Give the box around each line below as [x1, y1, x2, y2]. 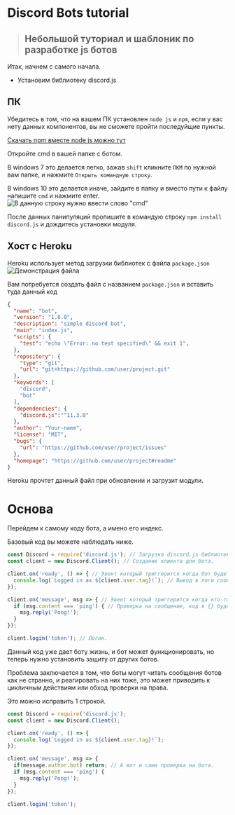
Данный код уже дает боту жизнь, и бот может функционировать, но [7, 647, 215, 656]
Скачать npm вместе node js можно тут [7, 135, 126, 144]
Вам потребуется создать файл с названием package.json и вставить [7, 280, 214, 288]
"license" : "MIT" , [13, 431, 68, 439]
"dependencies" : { [13, 405, 68, 412]
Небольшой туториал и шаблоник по [24, 33, 194, 45]
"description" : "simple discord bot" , [13, 320, 127, 327]
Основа [7, 501, 54, 516]
